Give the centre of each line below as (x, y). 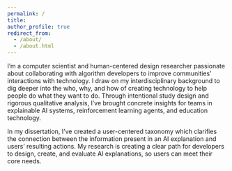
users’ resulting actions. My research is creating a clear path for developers (116, 146)
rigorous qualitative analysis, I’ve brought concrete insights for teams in (110, 103)
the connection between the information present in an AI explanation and (112, 139)
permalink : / (26, 14)
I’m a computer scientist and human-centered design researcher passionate (116, 66)
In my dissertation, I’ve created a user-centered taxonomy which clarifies (112, 131)
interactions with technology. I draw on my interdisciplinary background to (114, 81)
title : (17, 20)
